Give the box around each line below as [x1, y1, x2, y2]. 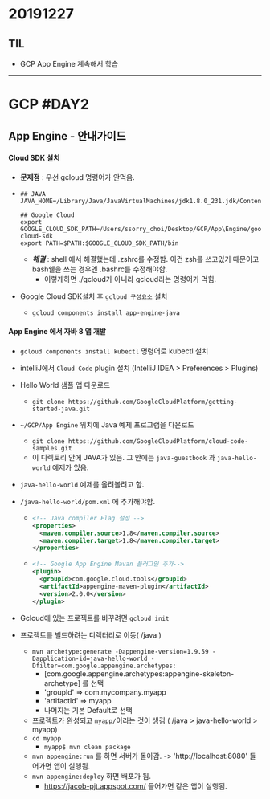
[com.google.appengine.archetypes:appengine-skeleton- [43, 668, 235, 679]
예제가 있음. [51, 463, 89, 472]
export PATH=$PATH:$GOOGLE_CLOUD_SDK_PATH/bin [19, 238, 179, 247]
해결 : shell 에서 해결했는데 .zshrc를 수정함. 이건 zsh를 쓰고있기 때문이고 [31, 254, 260, 263]
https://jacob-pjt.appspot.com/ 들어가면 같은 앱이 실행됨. [43, 781, 227, 791]
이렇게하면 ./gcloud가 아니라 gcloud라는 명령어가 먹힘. [43, 274, 217, 283]
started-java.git [31, 405, 91, 413]
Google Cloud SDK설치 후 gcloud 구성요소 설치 [19, 291, 168, 301]
